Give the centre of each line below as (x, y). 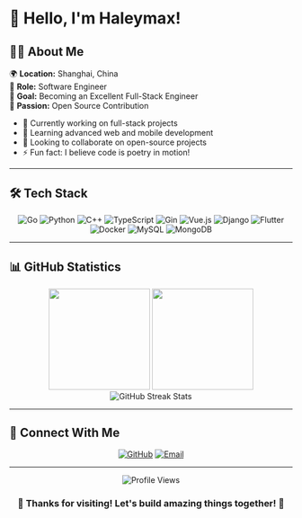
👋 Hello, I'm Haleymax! (95, 18)
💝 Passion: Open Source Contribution (79, 106)
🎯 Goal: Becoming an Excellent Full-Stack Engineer (104, 96)
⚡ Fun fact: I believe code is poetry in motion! (106, 152)
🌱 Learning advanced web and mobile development (118, 133)
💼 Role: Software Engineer (58, 86)
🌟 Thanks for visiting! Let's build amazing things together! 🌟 (151, 504)
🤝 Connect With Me (65, 433)
